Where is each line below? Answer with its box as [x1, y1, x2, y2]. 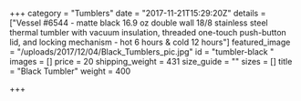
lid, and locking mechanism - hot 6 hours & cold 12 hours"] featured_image [9, 36, 291, 47]
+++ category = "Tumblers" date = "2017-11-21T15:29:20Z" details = [9, 8, 266, 18]
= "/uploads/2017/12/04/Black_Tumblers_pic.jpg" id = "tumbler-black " [9, 46, 275, 57]
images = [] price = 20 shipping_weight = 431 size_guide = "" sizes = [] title [9, 56, 293, 66]
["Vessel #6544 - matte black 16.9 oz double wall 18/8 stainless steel [9, 17, 268, 28]
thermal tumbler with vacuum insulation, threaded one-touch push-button [9, 27, 287, 37]
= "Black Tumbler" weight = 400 [9, 66, 131, 76]
